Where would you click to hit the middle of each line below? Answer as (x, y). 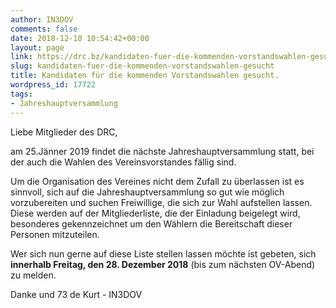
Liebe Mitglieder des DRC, (64, 132)
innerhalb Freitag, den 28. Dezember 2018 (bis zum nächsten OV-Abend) (163, 264)
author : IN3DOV (42, 19)
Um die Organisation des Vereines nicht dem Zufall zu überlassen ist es (157, 181)
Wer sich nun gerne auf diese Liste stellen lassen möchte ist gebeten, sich (163, 253)
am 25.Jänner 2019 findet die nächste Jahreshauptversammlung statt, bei (162, 151)
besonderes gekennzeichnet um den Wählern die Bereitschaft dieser (151, 223)
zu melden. (33, 275)
